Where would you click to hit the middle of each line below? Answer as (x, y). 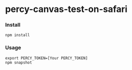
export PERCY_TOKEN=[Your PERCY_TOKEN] (47, 58)
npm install (17, 35)
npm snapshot (19, 62)
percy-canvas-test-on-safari (66, 9)
